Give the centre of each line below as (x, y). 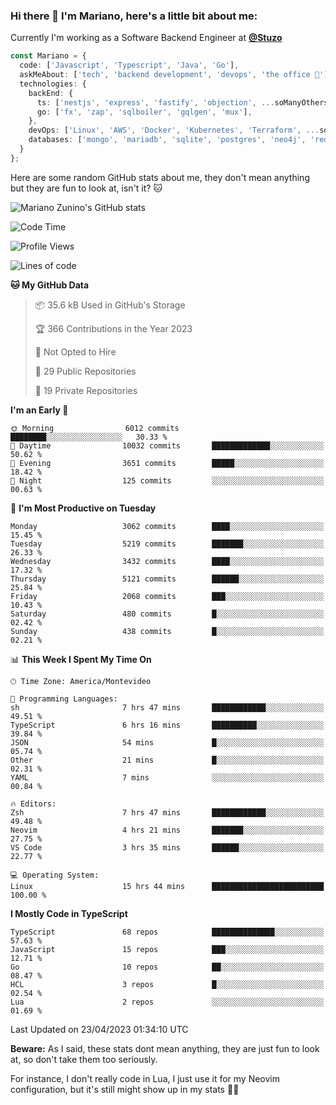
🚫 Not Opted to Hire (75, 351)
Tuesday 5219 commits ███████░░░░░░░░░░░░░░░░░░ (167, 544)
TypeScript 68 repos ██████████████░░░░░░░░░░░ (167, 932)
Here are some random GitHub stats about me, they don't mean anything (160, 177)
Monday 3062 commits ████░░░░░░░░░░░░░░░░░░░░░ (167, 526)
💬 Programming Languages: (64, 699)
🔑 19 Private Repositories (86, 390)
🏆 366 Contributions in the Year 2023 (113, 328)
